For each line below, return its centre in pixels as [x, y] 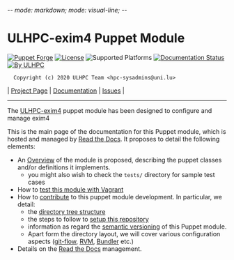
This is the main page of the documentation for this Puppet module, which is [117, 131]
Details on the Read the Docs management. [79, 248]
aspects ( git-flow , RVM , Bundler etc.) [81, 241]
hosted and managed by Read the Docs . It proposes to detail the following [114, 139]
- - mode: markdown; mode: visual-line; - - [67, 10]
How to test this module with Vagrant [70, 189]
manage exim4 [29, 118]
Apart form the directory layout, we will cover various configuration [124, 234]
